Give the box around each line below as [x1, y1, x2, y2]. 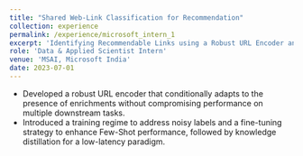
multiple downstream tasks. [22, 107, 125, 118]
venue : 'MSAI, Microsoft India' [9, 55, 131, 64]
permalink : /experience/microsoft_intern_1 [9, 30, 176, 39]
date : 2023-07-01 [9, 64, 75, 73]
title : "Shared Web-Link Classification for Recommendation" [9, 13, 244, 23]
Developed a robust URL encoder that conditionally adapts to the [22, 87, 264, 99]
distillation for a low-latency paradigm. [22, 136, 166, 147]
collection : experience [9, 22, 99, 31]
